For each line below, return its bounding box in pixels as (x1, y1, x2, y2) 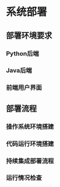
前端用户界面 (6, 84, 43, 92)
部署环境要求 (6, 30, 52, 40)
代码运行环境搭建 (6, 140, 54, 148)
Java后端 (6, 67, 32, 75)
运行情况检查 (6, 174, 43, 182)
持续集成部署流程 (6, 157, 54, 165)
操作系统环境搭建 (6, 122, 54, 130)
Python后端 (6, 49, 39, 57)
